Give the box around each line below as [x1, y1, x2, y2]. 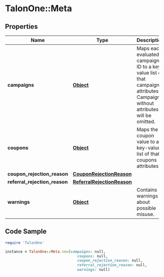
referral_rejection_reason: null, [77, 263, 147, 268]
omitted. [136, 118, 156, 125]
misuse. [136, 211, 155, 218]
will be [136, 112, 152, 119]
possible [136, 205, 156, 211]
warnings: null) [77, 267, 110, 272]
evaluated [136, 51, 160, 58]
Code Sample [5, 227, 47, 236]
